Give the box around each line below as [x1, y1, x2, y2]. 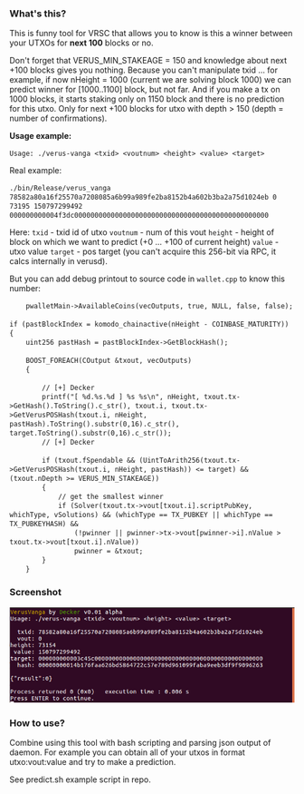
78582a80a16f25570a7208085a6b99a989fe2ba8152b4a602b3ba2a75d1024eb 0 [9, 193, 278, 202]
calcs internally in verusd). [9, 256, 109, 267]
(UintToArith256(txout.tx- [138, 456, 242, 466]
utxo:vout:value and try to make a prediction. [9, 757, 176, 768]
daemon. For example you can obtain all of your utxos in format [9, 747, 246, 758]
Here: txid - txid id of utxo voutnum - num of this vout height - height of [9, 227, 274, 238]
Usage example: [9, 131, 72, 142]
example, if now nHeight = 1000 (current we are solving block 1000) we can [9, 74, 292, 85]
